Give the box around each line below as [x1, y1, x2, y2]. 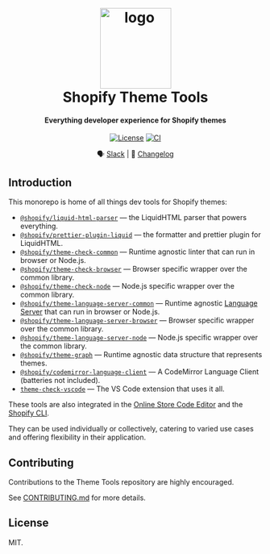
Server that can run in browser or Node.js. [19, 307, 160, 317]
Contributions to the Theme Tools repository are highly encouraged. [8, 477, 235, 487]
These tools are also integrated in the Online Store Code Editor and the [8, 400, 243, 410]
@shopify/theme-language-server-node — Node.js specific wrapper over [19, 333, 258, 343]
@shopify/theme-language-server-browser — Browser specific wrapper [19, 315, 255, 325]
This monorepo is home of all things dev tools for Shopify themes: [8, 197, 227, 207]
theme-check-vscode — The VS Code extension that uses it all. [19, 384, 225, 394]
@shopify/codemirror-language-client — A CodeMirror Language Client [19, 367, 260, 377]
